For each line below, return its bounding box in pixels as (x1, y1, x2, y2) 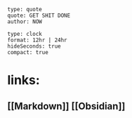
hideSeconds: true (7, 43, 61, 50)
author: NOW (7, 18, 42, 25)
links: (7, 72, 40, 88)
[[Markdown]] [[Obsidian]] (7, 100, 126, 112)
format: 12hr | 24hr (7, 37, 68, 44)
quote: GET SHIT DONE (7, 12, 71, 19)
